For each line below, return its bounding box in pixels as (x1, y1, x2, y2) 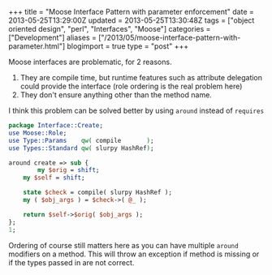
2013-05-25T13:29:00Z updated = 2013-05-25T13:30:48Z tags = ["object (8, 15, 255, 25)
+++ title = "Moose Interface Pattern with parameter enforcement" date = (8, 7, 254, 16)
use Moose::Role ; (8, 129, 67, 137)
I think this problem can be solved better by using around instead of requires (8, 105, 265, 115)
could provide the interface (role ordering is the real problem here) (19, 81, 243, 91)
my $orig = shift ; (37, 166, 100, 174)
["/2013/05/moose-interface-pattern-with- (98, 32, 241, 42)
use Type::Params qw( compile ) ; (8, 136, 154, 144)
